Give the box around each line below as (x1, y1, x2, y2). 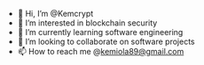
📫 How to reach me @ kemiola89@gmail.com (17, 47, 184, 56)
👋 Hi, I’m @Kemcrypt (17, 9, 94, 18)
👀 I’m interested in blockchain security (17, 18, 158, 28)
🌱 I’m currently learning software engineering (17, 27, 184, 37)
